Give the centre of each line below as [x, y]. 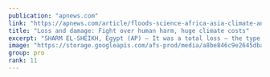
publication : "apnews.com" [53, 16]
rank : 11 [23, 61]
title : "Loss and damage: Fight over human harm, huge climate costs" [129, 30]
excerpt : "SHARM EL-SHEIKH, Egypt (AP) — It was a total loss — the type [135, 38]
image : [19, 46]
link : [17, 23]
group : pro [27, 53]
